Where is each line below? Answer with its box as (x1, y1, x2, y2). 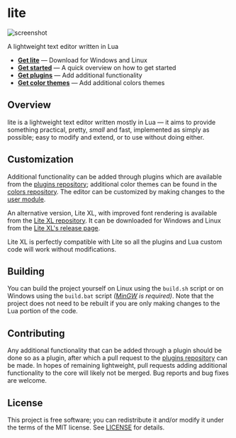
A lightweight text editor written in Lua (7, 42, 119, 50)
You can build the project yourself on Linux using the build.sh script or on (7, 284, 224, 293)
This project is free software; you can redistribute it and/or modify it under (7, 416, 225, 424)
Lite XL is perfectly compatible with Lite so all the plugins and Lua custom (7, 237, 223, 246)
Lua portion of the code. (7, 307, 78, 315)
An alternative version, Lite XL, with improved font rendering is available (7, 208, 218, 217)
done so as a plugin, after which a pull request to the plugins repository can (7, 354, 228, 362)
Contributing (7, 327, 65, 339)
